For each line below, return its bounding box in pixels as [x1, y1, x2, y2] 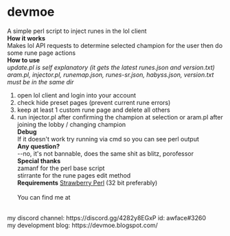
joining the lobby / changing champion [16, 120, 126, 128]
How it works [7, 34, 46, 42]
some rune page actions [7, 49, 76, 57]
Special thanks [16, 156, 61, 165]
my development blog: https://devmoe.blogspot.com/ [7, 221, 158, 229]
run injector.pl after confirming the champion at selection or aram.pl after [16, 113, 223, 121]
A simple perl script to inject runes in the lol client [7, 27, 147, 35]
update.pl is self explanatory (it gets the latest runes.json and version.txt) [7, 63, 215, 71]
